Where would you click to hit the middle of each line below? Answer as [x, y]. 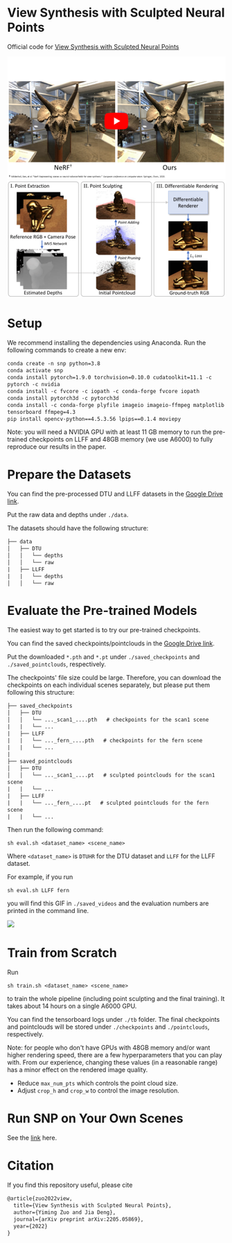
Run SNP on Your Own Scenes [95, 1119]
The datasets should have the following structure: [78, 528]
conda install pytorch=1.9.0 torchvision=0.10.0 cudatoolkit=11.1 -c [110, 378]
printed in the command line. [48, 910]
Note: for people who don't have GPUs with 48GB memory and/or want [109, 1048]
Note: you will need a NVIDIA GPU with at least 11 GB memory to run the [109, 432]
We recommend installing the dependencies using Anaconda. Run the [107, 343]
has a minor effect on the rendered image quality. [78, 1070]
